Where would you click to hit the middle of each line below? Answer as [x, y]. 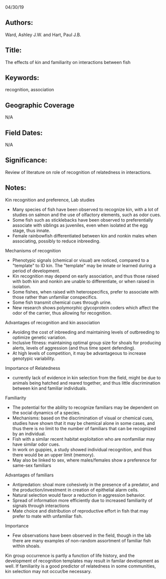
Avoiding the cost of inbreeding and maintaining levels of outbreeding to [86, 332]
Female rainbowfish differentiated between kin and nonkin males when [84, 235]
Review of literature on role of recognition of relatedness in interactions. [79, 172]
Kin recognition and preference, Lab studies [50, 200]
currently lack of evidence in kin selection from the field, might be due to [86, 377]
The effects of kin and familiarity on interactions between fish [68, 62]
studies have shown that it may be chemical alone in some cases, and [83, 423]
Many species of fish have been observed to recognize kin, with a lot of [85, 209]
